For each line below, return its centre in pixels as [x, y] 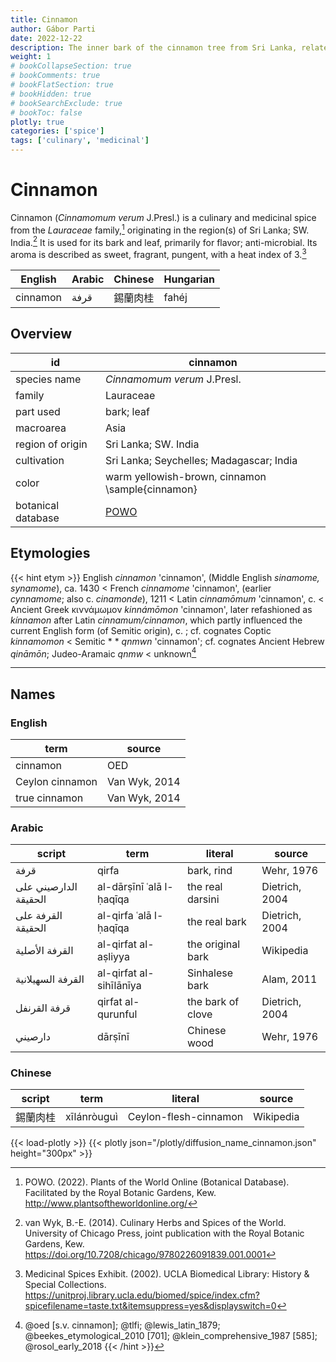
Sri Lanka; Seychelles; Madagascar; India [201, 460]
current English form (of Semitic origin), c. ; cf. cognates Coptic [141, 630]
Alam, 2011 [289, 979]
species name [48, 379]
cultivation [40, 460]
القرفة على [39, 916]
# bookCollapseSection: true [71, 66]
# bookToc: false [46, 112]
